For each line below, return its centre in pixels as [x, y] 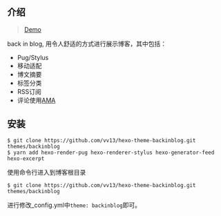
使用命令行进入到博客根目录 [47, 172]
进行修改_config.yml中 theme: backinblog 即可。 [74, 205]
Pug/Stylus [33, 57]
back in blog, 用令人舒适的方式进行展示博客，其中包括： [87, 43]
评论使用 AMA [36, 100]
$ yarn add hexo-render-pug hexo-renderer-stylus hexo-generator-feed [111, 153]
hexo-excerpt [26, 158]
